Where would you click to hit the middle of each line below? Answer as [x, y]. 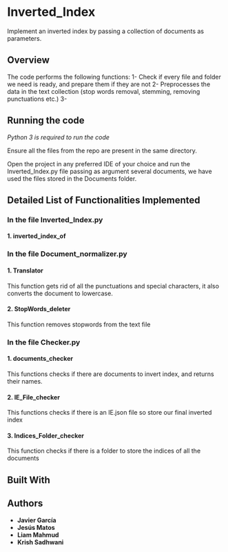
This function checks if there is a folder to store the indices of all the [104, 451]
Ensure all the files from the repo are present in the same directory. [102, 150]
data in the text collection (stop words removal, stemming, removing [104, 91]
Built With [29, 480]
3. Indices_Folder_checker [46, 435]
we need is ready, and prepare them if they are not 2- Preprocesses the [109, 84]
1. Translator [25, 270]
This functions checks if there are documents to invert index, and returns [111, 374]
